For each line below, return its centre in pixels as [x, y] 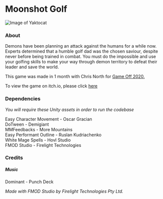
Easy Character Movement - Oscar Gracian [49, 119]
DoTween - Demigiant [27, 124]
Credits [14, 158]
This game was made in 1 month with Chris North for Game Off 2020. [75, 77]
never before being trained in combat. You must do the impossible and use [81, 57]
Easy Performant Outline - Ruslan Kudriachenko [53, 135]
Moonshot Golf [36, 9]
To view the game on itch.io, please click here [51, 86]
